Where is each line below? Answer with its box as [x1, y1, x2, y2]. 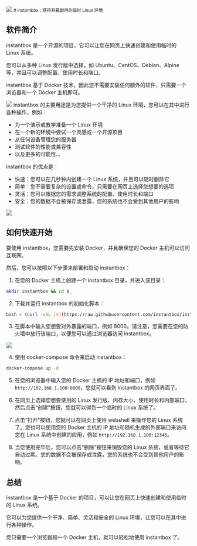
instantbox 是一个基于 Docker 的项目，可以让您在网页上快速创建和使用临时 [6, 494, 186, 501]
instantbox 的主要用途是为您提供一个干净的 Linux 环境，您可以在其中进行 [13, 101, 189, 108]
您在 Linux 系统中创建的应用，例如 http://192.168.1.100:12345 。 [14, 431, 173, 438]
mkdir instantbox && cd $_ [6, 288, 72, 294]
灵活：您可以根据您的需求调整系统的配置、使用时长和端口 [14, 190, 154, 197]
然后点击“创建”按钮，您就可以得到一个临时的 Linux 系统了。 [14, 404, 159, 411]
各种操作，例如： [6, 108, 47, 115]
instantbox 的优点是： [6, 163, 59, 170]
